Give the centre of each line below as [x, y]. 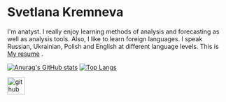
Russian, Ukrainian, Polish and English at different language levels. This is [113, 46]
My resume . [25, 54]
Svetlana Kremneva [65, 12]
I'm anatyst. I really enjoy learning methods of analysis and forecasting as [113, 31]
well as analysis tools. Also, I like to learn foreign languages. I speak [105, 38]
